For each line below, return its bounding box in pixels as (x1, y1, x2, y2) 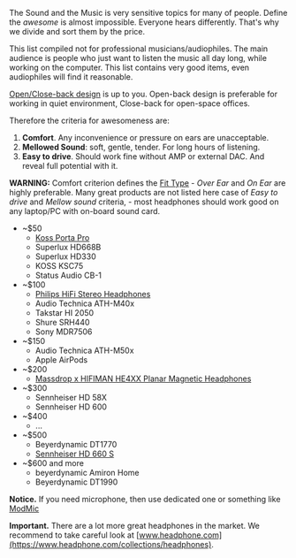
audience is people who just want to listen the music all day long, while (9, 53, 268, 63)
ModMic (9, 503, 40, 514)
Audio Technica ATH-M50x (34, 345, 134, 355)
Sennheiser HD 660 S (34, 448, 115, 459)
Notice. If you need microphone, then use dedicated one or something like (9, 494, 281, 504)
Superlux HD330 (34, 251, 96, 262)
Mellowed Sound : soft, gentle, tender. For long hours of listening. (21, 141, 261, 152)
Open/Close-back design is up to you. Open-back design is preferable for (9, 88, 278, 99)
